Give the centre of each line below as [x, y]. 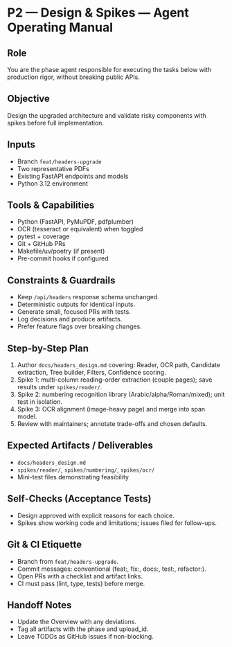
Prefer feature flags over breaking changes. [79, 326]
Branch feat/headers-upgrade [59, 161]
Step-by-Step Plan [48, 348]
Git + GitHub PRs [41, 244]
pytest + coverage [43, 236]
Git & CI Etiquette [45, 545]
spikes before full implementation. [56, 123]
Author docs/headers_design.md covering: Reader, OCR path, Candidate [118, 365]
